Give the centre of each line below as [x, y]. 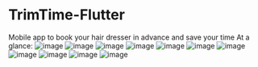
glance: [21, 45]
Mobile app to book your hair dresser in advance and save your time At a [129, 37]
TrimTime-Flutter [67, 15]
